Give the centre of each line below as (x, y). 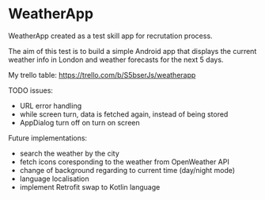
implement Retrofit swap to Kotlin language (90, 187)
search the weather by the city (70, 153)
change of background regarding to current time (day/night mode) (127, 170)
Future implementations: (48, 138)
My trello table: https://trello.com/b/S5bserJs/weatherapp (102, 75)
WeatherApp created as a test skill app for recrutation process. (110, 36)
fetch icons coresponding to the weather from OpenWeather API (124, 162)
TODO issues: (31, 90)
